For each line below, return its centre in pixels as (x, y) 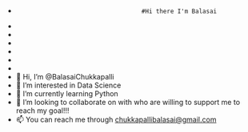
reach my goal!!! (42, 111)
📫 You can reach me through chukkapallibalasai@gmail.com (116, 119)
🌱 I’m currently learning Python (67, 93)
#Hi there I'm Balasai (179, 11)
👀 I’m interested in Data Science (68, 85)
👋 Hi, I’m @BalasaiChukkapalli (65, 77)
